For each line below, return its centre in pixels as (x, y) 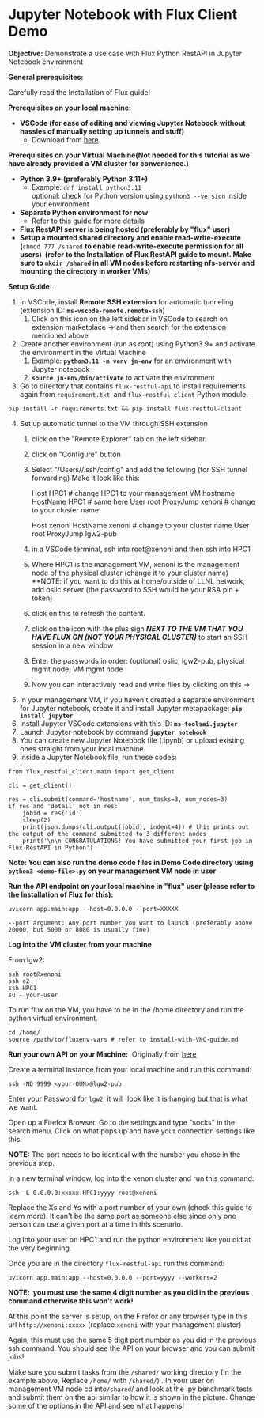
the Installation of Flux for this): (61, 894)
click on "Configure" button (76, 454)
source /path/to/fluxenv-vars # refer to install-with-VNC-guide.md (123, 1039)
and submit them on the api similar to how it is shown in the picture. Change (132, 1397)
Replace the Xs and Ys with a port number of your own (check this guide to (130, 1207)
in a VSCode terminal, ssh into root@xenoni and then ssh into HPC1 (141, 549)
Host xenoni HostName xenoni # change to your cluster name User (141, 525)
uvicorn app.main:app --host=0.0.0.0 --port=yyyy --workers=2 (113, 1278)
